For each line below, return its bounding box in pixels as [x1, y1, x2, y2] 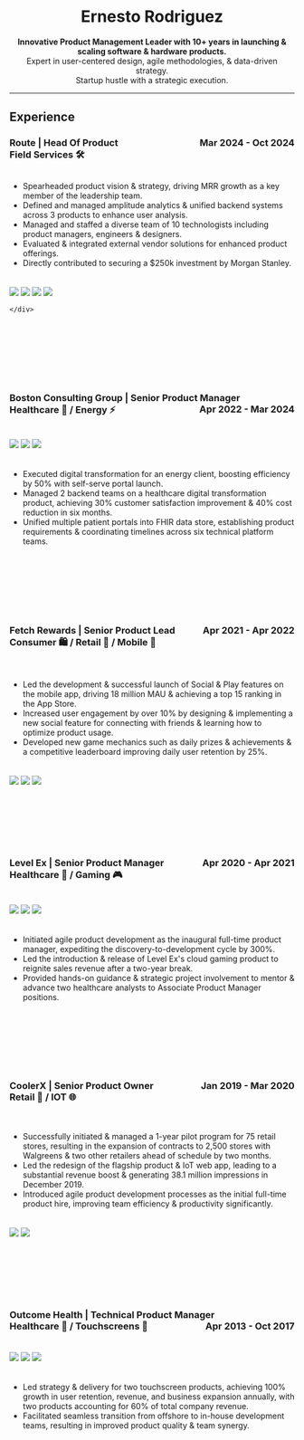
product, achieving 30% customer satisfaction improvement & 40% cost [22, 497, 292, 508]
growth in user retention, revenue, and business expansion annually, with [22, 1391, 295, 1402]
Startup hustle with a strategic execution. [75, 74, 229, 85]
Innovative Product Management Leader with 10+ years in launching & [17, 36, 287, 47]
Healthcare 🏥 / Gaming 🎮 [9, 869, 123, 882]
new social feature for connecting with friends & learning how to [22, 718, 262, 729]
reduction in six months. [22, 507, 113, 518]
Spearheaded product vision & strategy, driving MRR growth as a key [22, 180, 280, 191]
